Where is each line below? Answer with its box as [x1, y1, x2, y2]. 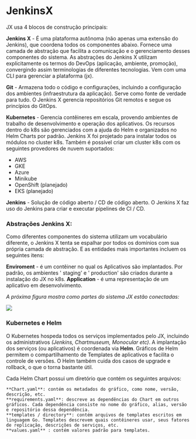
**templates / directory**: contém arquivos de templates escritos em [6, 412, 182, 418]
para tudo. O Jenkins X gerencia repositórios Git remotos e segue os [6, 96, 171, 103]
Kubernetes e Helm [6, 319, 62, 327]
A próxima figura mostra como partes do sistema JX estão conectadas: [6, 293, 180, 300]
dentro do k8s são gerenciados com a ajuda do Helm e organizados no [6, 126, 177, 133]
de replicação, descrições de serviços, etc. [6, 422, 119, 428]
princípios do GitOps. [6, 102, 57, 109]
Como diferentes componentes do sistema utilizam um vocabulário [6, 233, 168, 240]
